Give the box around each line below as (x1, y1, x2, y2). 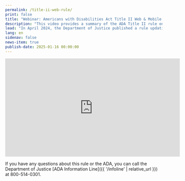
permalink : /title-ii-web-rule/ (5, 7, 72, 12)
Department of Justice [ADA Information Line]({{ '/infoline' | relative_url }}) (5, 166, 158, 172)
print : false (5, 12, 32, 17)
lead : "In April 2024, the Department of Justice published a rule (5, 26, 149, 31)
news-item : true (5, 40, 39, 45)
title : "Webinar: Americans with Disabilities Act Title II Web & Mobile (5, 16, 162, 21)
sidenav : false (5, 35, 37, 40)
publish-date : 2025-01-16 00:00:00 (5, 44, 79, 49)
